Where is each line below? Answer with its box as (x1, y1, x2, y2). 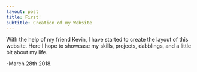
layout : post (6, 8, 39, 15)
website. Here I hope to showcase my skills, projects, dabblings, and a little (6, 42, 192, 49)
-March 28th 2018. (6, 60, 52, 67)
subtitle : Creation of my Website (6, 20, 93, 26)
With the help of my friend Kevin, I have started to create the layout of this (6, 36, 189, 43)
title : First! (6, 14, 42, 20)
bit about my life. (6, 49, 48, 56)
